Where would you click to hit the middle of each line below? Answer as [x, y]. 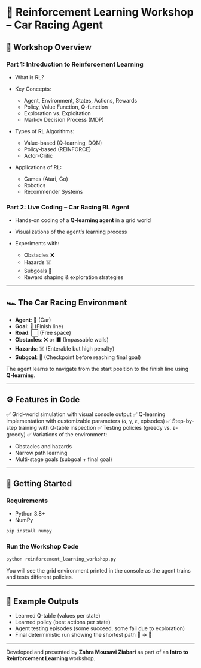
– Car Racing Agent [55, 25]
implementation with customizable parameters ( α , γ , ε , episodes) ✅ [89, 421]
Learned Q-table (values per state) [57, 616]
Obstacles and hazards [43, 446]
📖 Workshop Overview [49, 47]
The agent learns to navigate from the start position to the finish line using [98, 369]
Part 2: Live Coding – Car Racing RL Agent [68, 207]
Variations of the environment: [70, 434]
